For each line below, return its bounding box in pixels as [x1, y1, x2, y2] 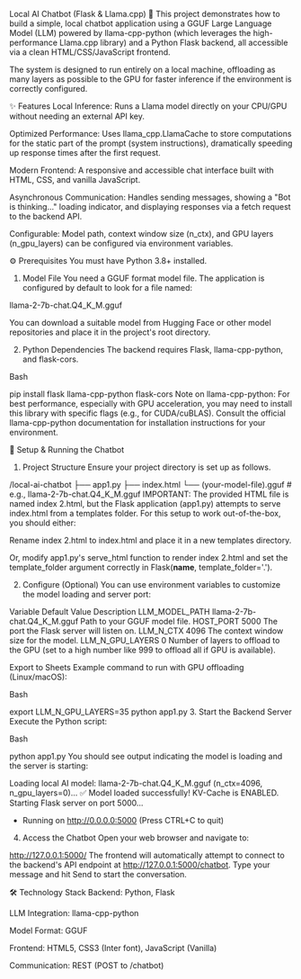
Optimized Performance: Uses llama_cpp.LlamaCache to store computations [9, 129, 292, 139]
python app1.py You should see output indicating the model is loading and [9, 751, 283, 761]
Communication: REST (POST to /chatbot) [9, 960, 164, 971]
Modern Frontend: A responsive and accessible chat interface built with [9, 165, 274, 175]
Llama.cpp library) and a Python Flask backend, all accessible [59, 37, 288, 48]
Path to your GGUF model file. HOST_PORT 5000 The [80, 616, 279, 626]
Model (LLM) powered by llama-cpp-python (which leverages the [9, 28, 252, 38]
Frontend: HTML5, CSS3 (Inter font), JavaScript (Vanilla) [9, 943, 217, 953]
